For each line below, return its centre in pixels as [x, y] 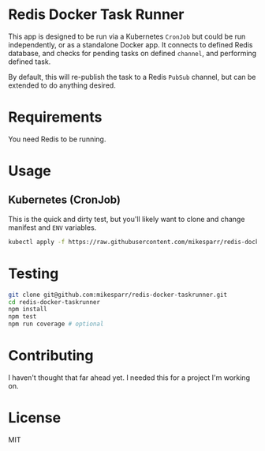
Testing [34, 273]
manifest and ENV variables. [52, 227]
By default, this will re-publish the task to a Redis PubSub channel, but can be [132, 77]
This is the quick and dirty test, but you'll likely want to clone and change [127, 219]
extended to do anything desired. [62, 85]
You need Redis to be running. [57, 139]
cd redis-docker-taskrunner [54, 302]
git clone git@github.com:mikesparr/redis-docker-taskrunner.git [118, 295]
